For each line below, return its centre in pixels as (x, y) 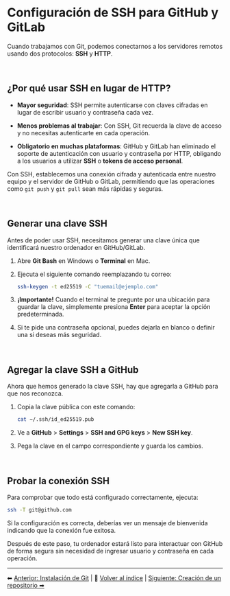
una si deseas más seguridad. (59, 335)
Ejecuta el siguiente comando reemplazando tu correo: (94, 274)
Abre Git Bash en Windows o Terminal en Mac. (84, 261)
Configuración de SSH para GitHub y (113, 13)
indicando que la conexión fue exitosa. (62, 530)
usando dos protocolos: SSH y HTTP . (60, 54)
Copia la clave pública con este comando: (76, 407)
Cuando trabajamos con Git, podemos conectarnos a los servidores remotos (115, 46)
